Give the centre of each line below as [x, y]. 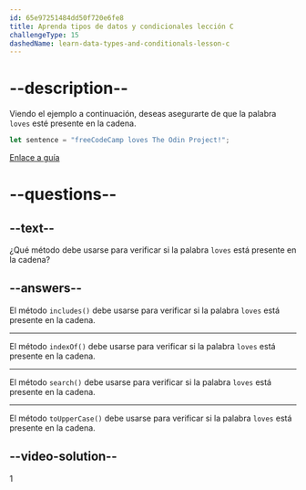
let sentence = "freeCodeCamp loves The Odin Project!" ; [120, 141]
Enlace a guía [35, 158]
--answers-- [46, 288]
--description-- [69, 89]
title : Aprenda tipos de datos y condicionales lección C [122, 26]
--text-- [32, 228]
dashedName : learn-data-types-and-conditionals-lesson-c [120, 43]
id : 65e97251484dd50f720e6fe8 [67, 18]
